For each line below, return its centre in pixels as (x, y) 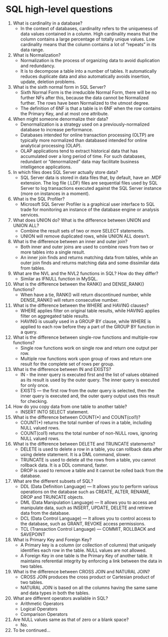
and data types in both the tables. (55, 593)
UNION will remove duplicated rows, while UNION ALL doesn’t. (85, 236)
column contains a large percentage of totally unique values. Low (88, 39)
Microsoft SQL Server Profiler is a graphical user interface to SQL (87, 204)
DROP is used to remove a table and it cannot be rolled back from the (92, 470)
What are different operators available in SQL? (60, 598)
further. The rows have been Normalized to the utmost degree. (85, 103)
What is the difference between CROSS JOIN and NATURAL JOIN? (81, 571)
